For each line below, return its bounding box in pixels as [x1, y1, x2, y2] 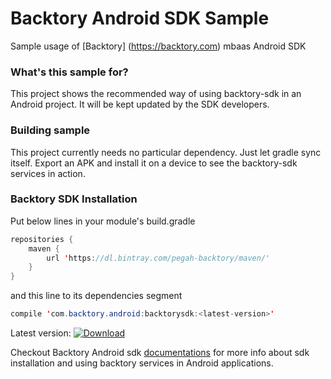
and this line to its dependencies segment [10, 290, 183, 302]
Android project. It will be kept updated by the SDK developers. [10, 98, 270, 111]
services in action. [10, 167, 86, 179]
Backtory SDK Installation [10, 192, 138, 206]
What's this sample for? [10, 65, 129, 79]
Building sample [10, 123, 91, 137]
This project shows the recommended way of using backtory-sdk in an [10, 88, 302, 100]
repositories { [10, 234, 74, 244]
